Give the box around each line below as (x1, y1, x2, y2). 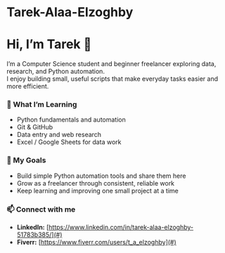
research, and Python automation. (6, 67, 105, 76)
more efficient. (6, 82, 49, 91)
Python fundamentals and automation (16, 115, 126, 124)
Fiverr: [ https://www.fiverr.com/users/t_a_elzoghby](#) (16, 238, 176, 247)
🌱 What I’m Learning (6, 100, 77, 110)
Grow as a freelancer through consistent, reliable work (16, 179, 175, 187)
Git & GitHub (16, 123, 53, 131)
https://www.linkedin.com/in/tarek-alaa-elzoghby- (48, 223, 194, 232)
